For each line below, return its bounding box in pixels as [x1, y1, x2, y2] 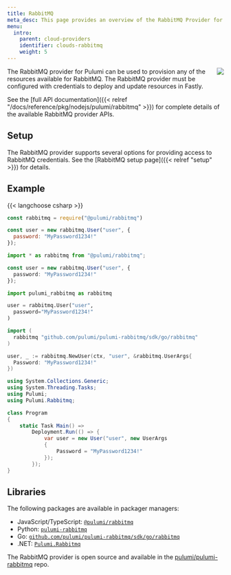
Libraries [7, 486, 46, 498]
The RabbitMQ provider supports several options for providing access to [7, 148, 212, 156]
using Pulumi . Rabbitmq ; [7, 397, 76, 404]
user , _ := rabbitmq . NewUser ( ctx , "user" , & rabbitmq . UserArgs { [7, 353, 192, 359]
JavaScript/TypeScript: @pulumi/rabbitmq [16, 518, 134, 526]
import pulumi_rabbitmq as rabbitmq [7, 290, 112, 297]
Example [7, 183, 45, 195]
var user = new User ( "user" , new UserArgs [43, 435, 168, 442]
